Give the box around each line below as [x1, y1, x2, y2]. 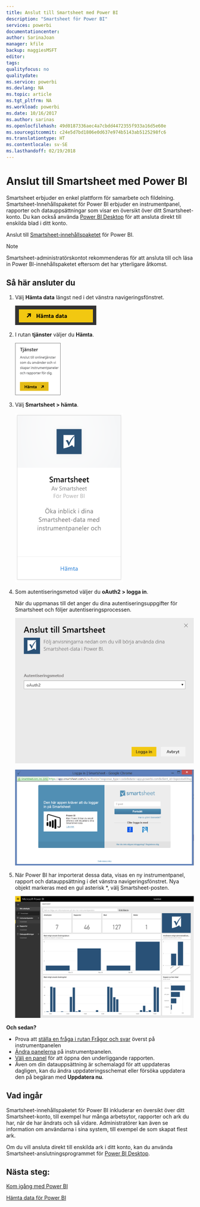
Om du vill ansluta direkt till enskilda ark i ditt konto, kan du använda [6, 1143, 173, 1150]
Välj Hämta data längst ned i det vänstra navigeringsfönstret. [14, 293, 165, 301]
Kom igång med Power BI [6, 1183, 68, 1190]
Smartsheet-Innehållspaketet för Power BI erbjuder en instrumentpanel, [6, 200, 182, 208]
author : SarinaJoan [6, 35, 55, 41]
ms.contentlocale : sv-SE [6, 142, 68, 148]
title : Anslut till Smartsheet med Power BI [6, 10, 118, 16]
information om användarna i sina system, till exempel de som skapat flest [6, 1125, 187, 1132]
